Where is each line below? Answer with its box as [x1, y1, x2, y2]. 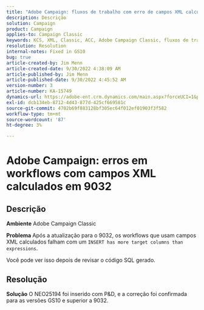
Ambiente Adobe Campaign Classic [6, 220, 97, 227]
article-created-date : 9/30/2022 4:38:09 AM [6, 65, 121, 72]
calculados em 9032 [6, 180, 112, 194]
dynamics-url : [6, 94, 42, 100]
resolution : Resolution [6, 43, 67, 49]
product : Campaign [6, 26, 53, 32]
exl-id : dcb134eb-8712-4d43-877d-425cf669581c [6, 99, 126, 105]
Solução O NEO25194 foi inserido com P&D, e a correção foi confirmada [6, 290, 187, 297]
